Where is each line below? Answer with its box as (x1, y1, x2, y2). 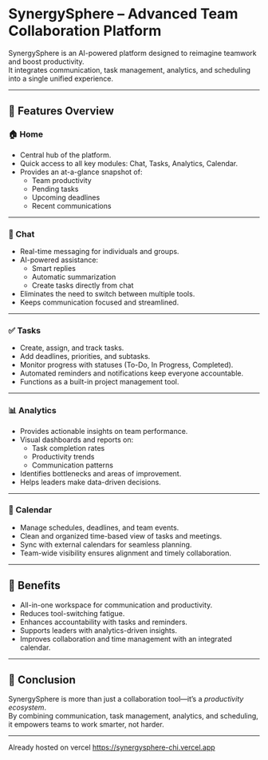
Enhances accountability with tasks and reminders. (19, 617, 187, 627)
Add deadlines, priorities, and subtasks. (19, 352, 151, 361)
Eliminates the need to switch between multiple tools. (19, 288, 195, 298)
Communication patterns (31, 460, 114, 470)
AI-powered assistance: (19, 255, 98, 265)
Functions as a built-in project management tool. (19, 377, 179, 387)
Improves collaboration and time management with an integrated (19, 634, 233, 643)
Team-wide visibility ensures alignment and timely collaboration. (19, 548, 232, 558)
